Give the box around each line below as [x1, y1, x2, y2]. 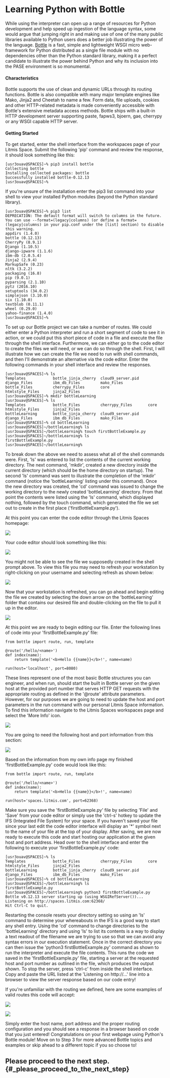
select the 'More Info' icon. [5, 713, 62, 719]
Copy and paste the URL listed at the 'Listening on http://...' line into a [5, 971, 150, 977]
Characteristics [5, 75, 39, 81]
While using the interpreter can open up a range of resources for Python [5, 20, 156, 26]
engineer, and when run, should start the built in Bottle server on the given [5, 680, 160, 686]
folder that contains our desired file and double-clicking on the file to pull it [5, 600, 161, 606]
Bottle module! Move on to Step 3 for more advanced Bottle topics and [5, 1036, 153, 1043]
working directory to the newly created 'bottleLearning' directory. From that [5, 489, 163, 495]
